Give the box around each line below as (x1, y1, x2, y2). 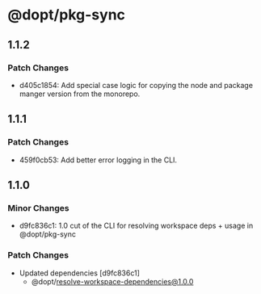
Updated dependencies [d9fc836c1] (19, 268, 141, 278)
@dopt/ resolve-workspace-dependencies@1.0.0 (31, 276, 194, 286)
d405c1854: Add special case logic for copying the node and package (19, 80, 254, 90)
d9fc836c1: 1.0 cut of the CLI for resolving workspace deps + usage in (19, 220, 254, 231)
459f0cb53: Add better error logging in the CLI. (19, 155, 178, 165)
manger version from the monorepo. (19, 89, 141, 99)
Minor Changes (7, 202, 69, 213)
